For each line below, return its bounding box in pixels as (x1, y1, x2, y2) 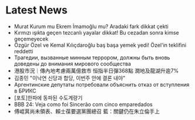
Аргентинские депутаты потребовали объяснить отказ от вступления (14, 81, 190, 88)
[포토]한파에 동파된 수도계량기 (14, 94, 83, 101)
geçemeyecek (14, 35, 49, 42)
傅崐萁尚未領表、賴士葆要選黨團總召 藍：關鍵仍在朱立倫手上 (14, 108, 160, 115)
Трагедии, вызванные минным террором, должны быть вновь (14, 54, 170, 61)
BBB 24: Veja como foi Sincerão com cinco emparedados (14, 101, 153, 108)
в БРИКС (14, 87, 36, 94)
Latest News (5, 4, 68, 17)
